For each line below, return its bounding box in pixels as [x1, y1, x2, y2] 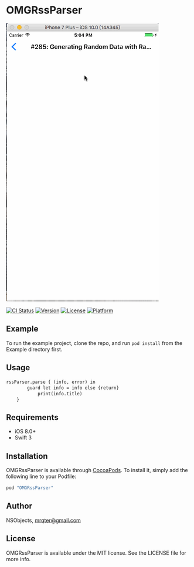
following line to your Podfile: [6, 473, 77, 480]
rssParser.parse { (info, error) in [6, 379, 96, 385]
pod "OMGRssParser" [6, 485, 54, 491]
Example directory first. [6, 346, 63, 353]
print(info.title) [37, 391, 83, 397]
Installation [6, 451, 48, 461]
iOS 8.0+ [14, 428, 36, 435]
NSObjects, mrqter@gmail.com [6, 517, 81, 524]
